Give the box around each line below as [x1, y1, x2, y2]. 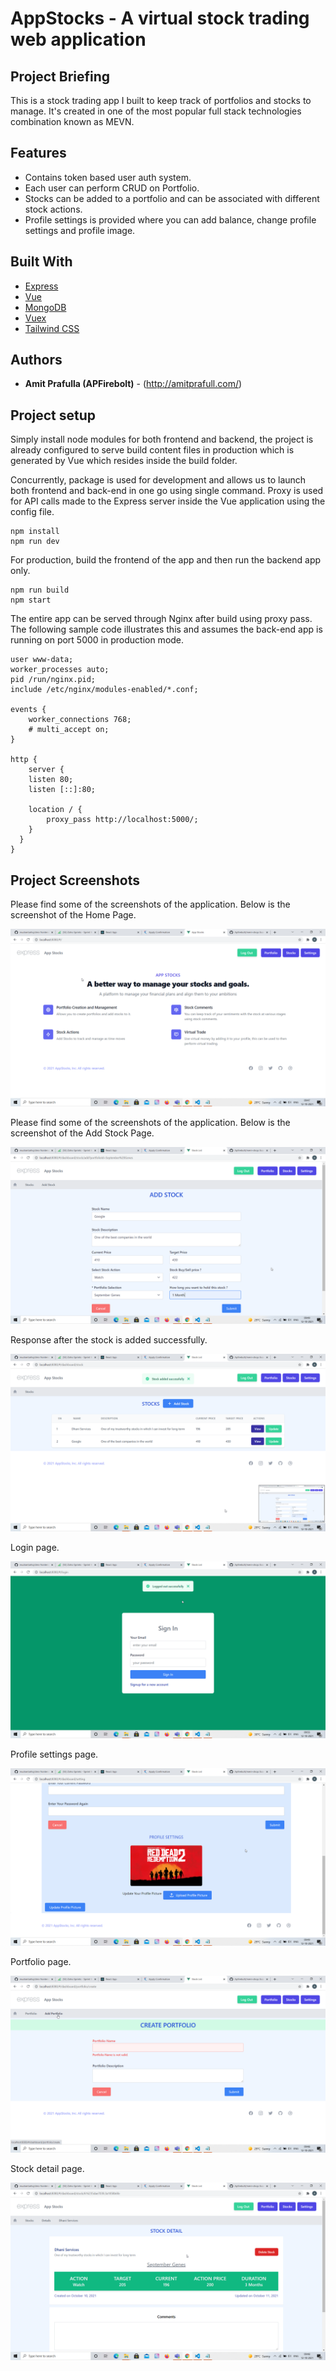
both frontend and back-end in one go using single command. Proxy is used [10, 485, 324, 497]
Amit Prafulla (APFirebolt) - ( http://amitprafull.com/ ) [24, 378, 243, 390]
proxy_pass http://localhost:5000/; [46, 815, 199, 825]
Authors [10, 352, 63, 369]
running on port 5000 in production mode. [10, 634, 185, 646]
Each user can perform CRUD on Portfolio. [24, 182, 200, 194]
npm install [10, 527, 60, 537]
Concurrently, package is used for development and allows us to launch [10, 474, 307, 486]
